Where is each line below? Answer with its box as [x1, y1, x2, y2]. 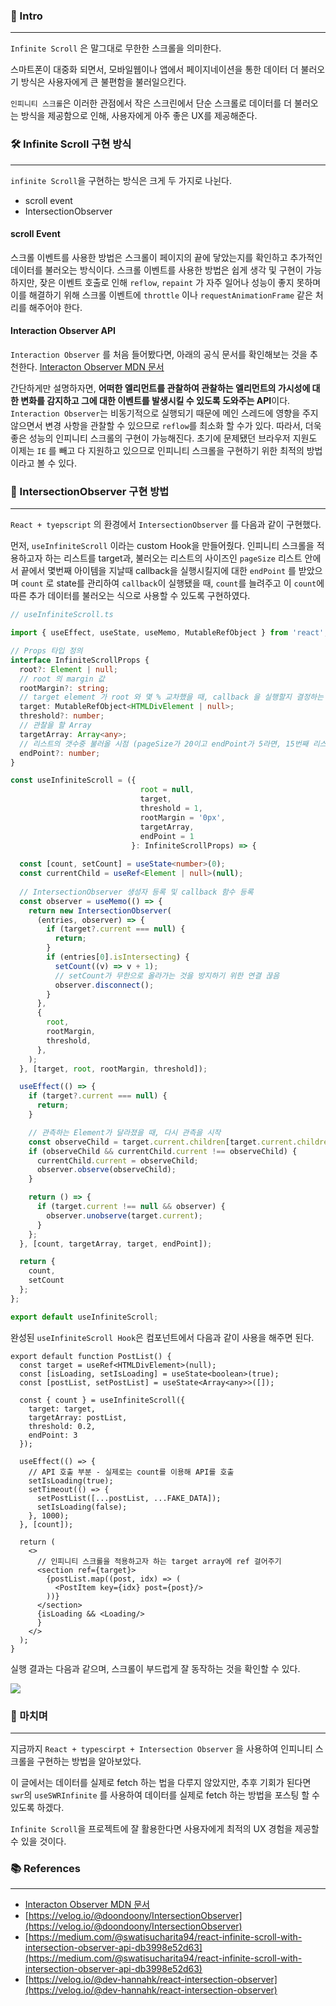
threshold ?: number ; [19, 711, 105, 721]
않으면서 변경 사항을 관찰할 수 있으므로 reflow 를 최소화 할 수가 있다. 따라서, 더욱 [10, 420, 322, 431]
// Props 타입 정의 [10, 646, 83, 656]
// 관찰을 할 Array [19, 720, 92, 731]
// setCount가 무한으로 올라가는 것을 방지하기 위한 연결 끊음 [54, 970, 280, 981]
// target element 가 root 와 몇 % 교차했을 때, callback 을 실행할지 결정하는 [19, 692, 324, 703]
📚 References [10, 1861, 81, 1875]
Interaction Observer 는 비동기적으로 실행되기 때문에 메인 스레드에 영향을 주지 [10, 407, 319, 419]
